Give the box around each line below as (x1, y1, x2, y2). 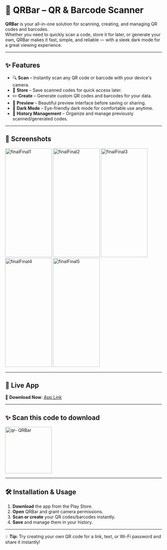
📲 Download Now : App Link (5, 394, 62, 400)
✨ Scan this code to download (5, 413, 100, 422)
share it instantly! (5, 539, 41, 545)
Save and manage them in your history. (12, 519, 93, 525)
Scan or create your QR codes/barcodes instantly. (12, 514, 116, 520)
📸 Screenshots (5, 135, 52, 143)
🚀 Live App (5, 381, 39, 389)
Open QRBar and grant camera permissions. (12, 509, 103, 514)
